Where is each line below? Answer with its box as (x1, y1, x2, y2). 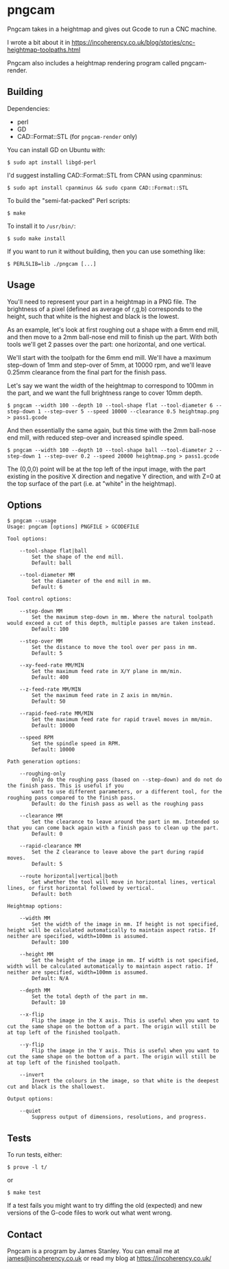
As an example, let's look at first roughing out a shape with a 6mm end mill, (7, 326, 219, 334)
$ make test (7, 1189, 41, 1196)
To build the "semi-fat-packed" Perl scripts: (7, 196, 130, 204)
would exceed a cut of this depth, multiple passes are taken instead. (7, 620, 216, 627)
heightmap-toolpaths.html (7, 45, 81, 54)
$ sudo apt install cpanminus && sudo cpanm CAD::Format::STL (7, 184, 189, 191)
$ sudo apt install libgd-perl (7, 159, 97, 166)
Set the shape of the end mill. (32, 553, 125, 561)
